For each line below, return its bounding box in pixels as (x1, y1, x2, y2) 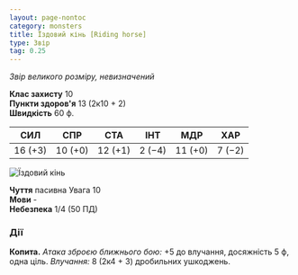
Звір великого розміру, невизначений (9, 71, 155, 82)
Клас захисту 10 (9, 89, 74, 100)
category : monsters (9, 22, 83, 31)
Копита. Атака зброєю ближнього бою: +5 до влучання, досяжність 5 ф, (9, 246, 290, 257)
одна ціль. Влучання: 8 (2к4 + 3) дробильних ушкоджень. (9, 256, 231, 267)
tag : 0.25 (9, 47, 47, 56)
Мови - (9, 194, 38, 205)
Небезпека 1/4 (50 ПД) (9, 204, 98, 215)
